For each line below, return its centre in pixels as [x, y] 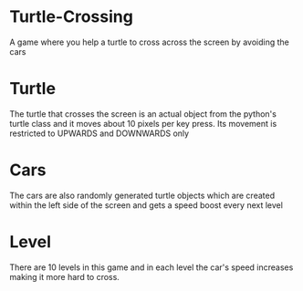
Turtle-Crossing [72, 17]
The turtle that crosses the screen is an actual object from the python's [143, 114]
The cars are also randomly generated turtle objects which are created [142, 195]
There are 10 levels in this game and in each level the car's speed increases [151, 267]
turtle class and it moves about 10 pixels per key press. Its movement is [143, 123]
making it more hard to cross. [65, 276]
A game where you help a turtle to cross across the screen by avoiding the [149, 42]
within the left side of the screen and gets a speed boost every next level [146, 205]
